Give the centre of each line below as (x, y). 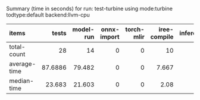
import (110, 37)
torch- (135, 29)
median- (21, 81)
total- (17, 47)
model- (83, 29)
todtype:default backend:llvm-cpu (48, 15)
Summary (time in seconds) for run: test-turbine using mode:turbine (89, 9)
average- (23, 64)
